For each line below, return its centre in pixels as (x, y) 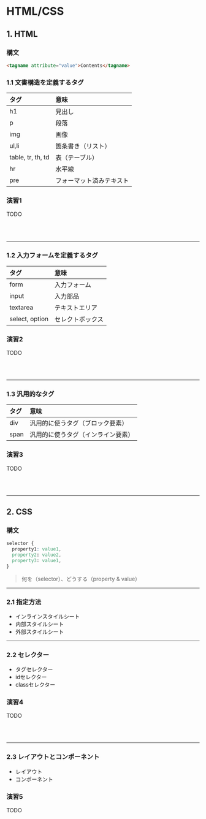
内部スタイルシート (40, 624)
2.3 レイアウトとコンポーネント (53, 757)
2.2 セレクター (28, 655)
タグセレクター (34, 669)
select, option (29, 319)
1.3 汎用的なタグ (30, 394)
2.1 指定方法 (24, 602)
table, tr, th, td (29, 158)
